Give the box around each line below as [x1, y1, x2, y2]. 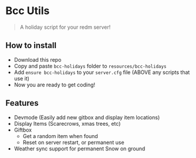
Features [5, 98, 39, 108]
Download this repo [13, 56, 62, 63]
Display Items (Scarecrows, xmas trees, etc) [13, 120, 121, 127]
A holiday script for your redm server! [19, 23, 111, 31]
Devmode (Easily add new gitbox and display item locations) [13, 113, 160, 121]
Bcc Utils [5, 4, 50, 18]
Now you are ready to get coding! [13, 81, 96, 88]
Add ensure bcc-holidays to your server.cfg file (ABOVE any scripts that [13, 69, 190, 76]
